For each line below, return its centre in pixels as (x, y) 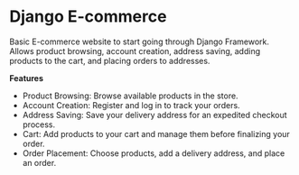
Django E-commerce (88, 17)
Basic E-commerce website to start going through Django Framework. (139, 41)
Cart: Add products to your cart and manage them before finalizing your (156, 134)
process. (39, 124)
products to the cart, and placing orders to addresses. (110, 60)
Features (26, 78)
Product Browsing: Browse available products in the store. (130, 96)
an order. (39, 162)
